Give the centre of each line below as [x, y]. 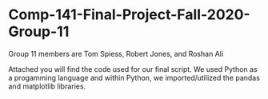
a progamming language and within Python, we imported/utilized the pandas [134, 77]
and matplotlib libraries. [47, 86]
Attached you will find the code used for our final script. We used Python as [133, 69]
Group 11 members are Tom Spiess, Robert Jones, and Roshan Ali [116, 53]
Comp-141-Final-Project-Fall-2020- [129, 15]
